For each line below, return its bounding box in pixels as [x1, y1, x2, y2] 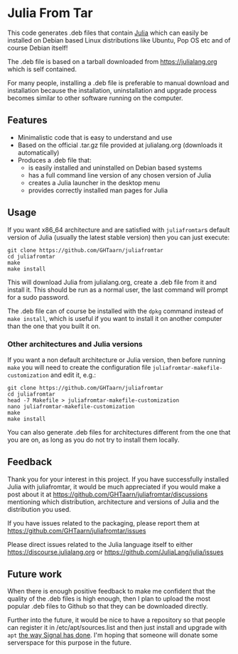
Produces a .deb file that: [17, 156, 92, 164]
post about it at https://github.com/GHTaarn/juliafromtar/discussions [7, 490, 208, 498]
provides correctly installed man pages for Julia [28, 186, 168, 195]
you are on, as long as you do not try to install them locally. [7, 435, 180, 444]
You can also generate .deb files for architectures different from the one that [7, 427, 231, 436]
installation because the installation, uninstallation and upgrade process [7, 86, 217, 94]
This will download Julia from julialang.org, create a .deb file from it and [7, 278, 217, 286]
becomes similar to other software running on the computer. [7, 94, 183, 102]
